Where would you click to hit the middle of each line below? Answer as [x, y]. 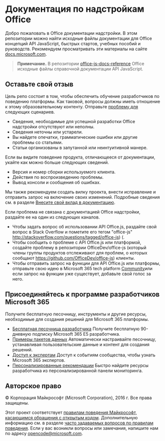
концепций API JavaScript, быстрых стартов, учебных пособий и [73, 43]
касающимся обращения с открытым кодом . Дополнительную [71, 418]
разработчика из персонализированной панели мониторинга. [77, 371]
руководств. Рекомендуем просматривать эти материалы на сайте [76, 49]
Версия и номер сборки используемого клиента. [64, 172]
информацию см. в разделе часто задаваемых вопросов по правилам [79, 423]
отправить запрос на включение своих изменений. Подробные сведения [82, 197]
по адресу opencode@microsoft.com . [44, 434]
